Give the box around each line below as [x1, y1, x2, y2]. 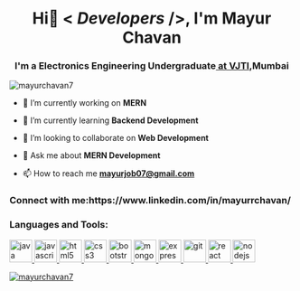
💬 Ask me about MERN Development [22, 150, 161, 161]
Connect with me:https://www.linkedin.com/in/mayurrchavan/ [9, 194, 292, 207]
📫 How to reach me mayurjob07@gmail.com [22, 168, 195, 179]
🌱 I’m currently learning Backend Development [22, 115, 199, 126]
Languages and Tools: [9, 219, 108, 231]
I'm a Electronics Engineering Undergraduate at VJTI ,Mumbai [14, 60, 289, 72]
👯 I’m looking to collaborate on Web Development [22, 133, 210, 144]
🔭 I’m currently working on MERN [22, 98, 147, 108]
